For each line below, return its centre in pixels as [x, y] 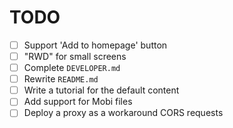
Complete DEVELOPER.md [72, 68]
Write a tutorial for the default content [101, 90]
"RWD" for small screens [75, 56]
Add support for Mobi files [78, 102]
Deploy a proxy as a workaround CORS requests [123, 113]
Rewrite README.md [61, 79]
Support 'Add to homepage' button [95, 45]
